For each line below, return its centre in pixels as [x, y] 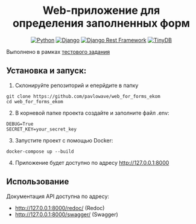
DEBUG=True [20, 124]
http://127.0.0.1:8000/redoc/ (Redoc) [60, 208]
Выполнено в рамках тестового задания [58, 51]
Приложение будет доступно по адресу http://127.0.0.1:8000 [92, 162]
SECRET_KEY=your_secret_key [42, 129]
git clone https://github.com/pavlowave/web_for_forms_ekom [84, 96]
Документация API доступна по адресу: [58, 196]
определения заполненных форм [101, 23]
